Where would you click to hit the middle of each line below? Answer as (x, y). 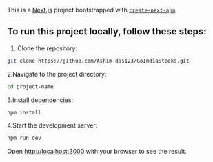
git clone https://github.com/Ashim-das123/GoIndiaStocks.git (98, 61)
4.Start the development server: (52, 125)
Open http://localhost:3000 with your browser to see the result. (97, 152)
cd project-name (30, 87)
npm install (24, 112)
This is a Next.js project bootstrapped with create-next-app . (92, 10)
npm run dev (24, 138)
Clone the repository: (47, 48)
